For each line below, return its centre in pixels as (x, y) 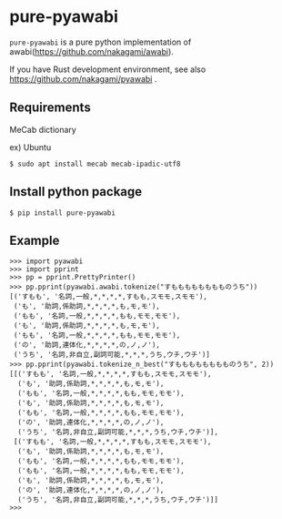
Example (35, 240)
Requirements (50, 108)
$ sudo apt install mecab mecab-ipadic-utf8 (95, 164)
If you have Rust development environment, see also (108, 69)
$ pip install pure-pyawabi (63, 213)
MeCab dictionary (43, 129)
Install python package (76, 192)
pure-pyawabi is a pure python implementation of (101, 42)
